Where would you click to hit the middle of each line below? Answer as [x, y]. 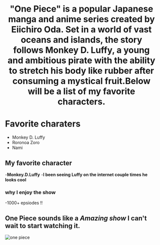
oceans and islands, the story [81, 40]
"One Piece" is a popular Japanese [81, 9]
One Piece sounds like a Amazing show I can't [76, 218]
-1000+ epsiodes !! [24, 203]
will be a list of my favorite [81, 91]
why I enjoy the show [30, 192]
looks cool [16, 180]
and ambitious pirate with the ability [81, 60]
